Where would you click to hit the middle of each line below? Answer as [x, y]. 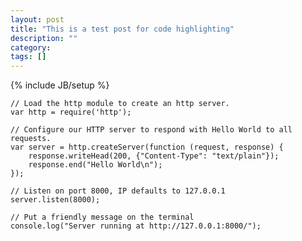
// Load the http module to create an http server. [120, 104]
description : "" [44, 38]
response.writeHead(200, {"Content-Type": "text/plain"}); [154, 156]
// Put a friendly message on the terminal [102, 217]
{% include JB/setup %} [60, 85]
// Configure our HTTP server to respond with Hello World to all [151, 130]
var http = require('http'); [71, 112]
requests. [31, 139]
